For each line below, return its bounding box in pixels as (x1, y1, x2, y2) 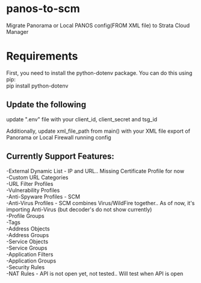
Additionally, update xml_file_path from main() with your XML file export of (6, 127, 191, 135)
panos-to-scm (6, 2, 80, 16)
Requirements (6, 49, 78, 63)
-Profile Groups (6, 212, 45, 219)
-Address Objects (6, 225, 50, 232)
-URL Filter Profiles (6, 180, 54, 187)
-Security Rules (6, 263, 45, 270)
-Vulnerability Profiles (6, 186, 60, 194)
